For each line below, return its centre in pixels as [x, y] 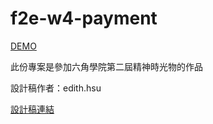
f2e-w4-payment [84, 18]
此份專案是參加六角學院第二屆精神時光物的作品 [106, 66]
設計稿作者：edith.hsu [56, 88]
